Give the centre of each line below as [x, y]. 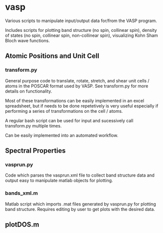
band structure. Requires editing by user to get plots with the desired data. [80, 209]
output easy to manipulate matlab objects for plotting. [59, 181]
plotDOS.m [22, 224]
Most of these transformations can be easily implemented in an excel [75, 101]
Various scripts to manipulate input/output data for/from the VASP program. [81, 21]
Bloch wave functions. [27, 40]
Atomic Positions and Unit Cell [52, 56]
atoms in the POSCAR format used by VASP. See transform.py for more [77, 86]
